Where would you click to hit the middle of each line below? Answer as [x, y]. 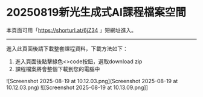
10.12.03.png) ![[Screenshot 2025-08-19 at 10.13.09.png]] [77, 87]
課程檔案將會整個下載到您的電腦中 [57, 69]
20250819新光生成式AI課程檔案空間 [96, 12]
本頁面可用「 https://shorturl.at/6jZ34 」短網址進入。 [72, 30]
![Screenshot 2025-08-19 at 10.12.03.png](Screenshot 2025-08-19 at [92, 81]
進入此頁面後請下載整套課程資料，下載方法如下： [67, 48]
